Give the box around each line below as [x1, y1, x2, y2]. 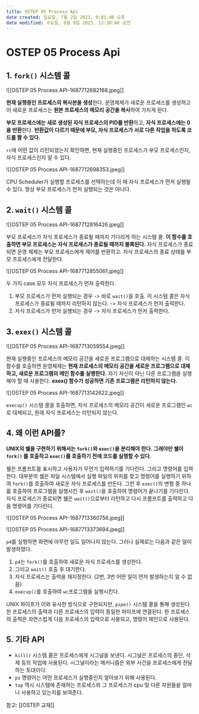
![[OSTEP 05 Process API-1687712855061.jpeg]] [6, 267, 124, 275]
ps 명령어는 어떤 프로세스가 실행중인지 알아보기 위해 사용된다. [14, 674, 157, 681]
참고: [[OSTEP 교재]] [6, 701, 55, 709]
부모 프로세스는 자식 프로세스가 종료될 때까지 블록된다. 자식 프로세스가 [21, 241, 182, 248]
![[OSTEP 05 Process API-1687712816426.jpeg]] [6, 221, 124, 228]
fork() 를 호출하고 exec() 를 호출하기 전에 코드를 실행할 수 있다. [6, 452, 151, 459]
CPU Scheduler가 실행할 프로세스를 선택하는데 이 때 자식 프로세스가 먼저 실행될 [6, 178, 191, 185]
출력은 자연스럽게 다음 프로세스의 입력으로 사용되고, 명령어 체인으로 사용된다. [12, 615, 190, 622]
